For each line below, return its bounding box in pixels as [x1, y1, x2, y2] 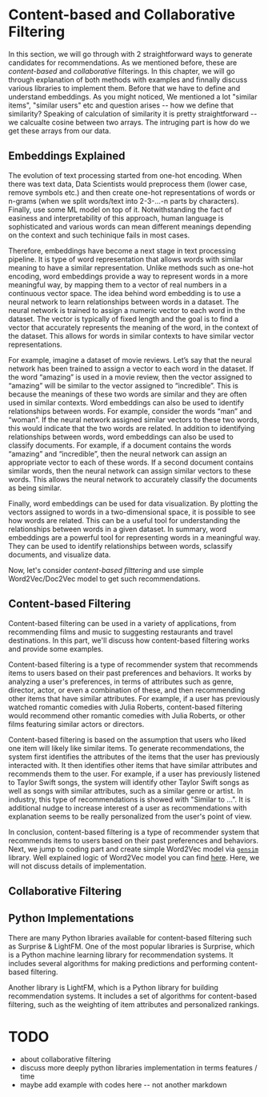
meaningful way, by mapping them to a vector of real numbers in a [8, 279, 227, 290]
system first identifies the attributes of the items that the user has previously [8, 752, 260, 762]
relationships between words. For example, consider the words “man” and [8, 406, 252, 416]
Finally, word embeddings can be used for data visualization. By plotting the [8, 498, 258, 508]
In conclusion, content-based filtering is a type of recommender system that [8, 827, 260, 836]
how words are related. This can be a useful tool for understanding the [8, 515, 241, 525]
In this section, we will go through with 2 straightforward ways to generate [8, 49, 253, 59]
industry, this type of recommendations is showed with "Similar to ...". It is [8, 794, 251, 804]
